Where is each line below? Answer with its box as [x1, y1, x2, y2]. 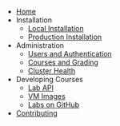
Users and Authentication [27, 49, 112, 58]
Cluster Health [27, 66, 76, 75]
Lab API [27, 83, 54, 93]
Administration [15, 41, 65, 50]
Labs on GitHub [27, 100, 80, 109]
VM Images [27, 92, 66, 100]
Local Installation [27, 24, 84, 33]
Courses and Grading [27, 57, 98, 67]
